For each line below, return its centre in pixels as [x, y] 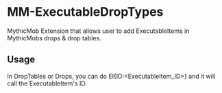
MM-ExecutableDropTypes [85, 12]
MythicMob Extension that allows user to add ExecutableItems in [98, 31]
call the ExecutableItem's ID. [47, 83]
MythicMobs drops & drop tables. [54, 38]
